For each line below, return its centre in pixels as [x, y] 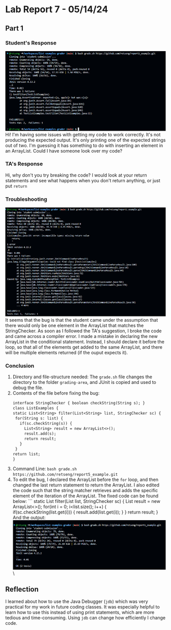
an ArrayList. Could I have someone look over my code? [64, 151]
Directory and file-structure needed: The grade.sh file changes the [82, 377]
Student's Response [31, 43]
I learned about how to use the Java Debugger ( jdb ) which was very [77, 601]
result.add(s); [40, 433]
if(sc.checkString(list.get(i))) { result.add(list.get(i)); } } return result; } [85, 512]
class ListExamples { [35, 408]
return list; [26, 454]
